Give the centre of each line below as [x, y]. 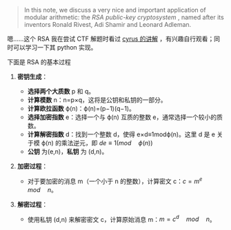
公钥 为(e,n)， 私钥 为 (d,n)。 [68, 151]
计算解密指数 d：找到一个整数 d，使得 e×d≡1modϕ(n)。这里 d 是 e [121, 134]
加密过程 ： [32, 166]
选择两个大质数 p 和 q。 [61, 91]
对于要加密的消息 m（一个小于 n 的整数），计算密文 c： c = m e [115, 180]
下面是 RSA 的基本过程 [39, 62]
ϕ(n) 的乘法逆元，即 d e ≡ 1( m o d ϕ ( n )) [97, 143]
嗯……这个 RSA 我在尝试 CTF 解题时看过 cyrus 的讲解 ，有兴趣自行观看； [111, 39]
